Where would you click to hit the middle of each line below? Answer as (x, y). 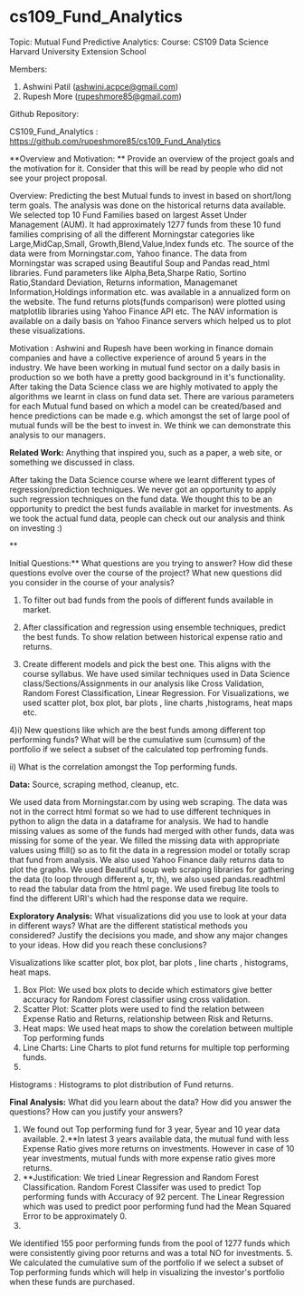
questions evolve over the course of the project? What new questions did (146, 573)
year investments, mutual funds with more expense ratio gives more (149, 1158)
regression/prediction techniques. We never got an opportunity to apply (143, 489)
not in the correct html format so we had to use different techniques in (140, 811)
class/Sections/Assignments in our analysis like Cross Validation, (143, 683)
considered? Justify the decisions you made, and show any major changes (148, 935)
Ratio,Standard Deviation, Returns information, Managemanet (123, 282)
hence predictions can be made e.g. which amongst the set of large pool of (150, 416)
